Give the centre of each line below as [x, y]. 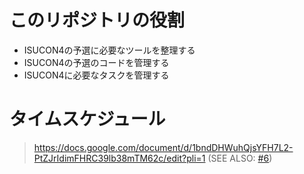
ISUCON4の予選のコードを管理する [96, 62]
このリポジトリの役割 [97, 20]
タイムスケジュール [87, 119]
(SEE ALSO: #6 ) [240, 158]
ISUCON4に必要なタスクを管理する [96, 75]
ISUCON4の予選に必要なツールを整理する [109, 50]
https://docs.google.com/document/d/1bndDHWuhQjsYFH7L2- [163, 147]
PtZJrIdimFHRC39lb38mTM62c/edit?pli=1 [119, 158]
